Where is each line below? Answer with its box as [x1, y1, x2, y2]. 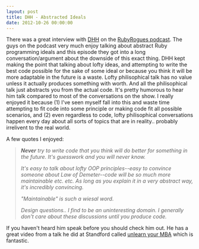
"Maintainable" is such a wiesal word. [20, 195, 114, 202]
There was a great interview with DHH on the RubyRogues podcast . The [6, 36, 182, 43]
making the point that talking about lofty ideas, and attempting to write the [6, 61, 188, 68]
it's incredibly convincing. [20, 184, 84, 191]
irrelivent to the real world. [6, 124, 71, 131]
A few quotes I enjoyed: [6, 136, 64, 143]
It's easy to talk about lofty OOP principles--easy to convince [20, 165, 172, 172]
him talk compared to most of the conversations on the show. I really [6, 92, 174, 100]
